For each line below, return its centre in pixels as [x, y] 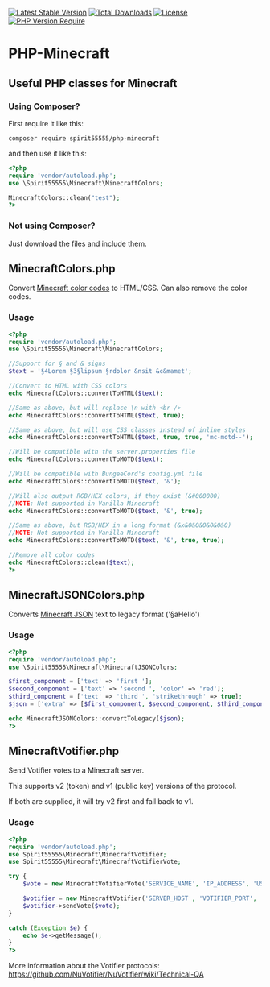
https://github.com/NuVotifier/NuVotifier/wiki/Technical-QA [106, 974]
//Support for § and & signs [57, 364]
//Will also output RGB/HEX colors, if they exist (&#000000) [115, 496]
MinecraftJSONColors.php [76, 595]
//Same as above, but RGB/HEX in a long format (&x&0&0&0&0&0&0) [120, 525]
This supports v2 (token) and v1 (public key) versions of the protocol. [123, 786]
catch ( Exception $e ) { [48, 928]
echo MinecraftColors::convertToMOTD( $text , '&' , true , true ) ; [117, 541]
